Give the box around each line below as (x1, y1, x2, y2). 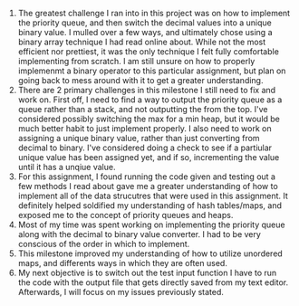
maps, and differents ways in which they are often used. (17, 258, 228, 268)
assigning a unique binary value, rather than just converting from (17, 133, 260, 143)
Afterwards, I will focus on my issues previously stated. (17, 287, 225, 297)
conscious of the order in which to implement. (17, 239, 190, 249)
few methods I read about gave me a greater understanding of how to (17, 181, 278, 191)
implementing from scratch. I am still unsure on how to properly (17, 56, 256, 66)
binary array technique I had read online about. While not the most (17, 36, 266, 47)
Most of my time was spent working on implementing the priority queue (17, 219, 285, 230)
